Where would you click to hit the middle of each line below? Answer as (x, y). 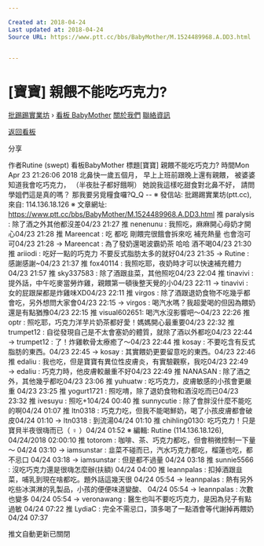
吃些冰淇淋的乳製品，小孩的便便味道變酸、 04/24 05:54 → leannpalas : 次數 (131, 489)
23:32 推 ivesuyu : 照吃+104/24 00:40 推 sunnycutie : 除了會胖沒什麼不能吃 (130, 401)
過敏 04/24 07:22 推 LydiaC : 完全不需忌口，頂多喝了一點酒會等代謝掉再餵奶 (131, 509)
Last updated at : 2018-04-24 (56, 29)
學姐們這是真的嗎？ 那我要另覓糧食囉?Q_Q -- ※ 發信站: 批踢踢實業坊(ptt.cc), (130, 195)
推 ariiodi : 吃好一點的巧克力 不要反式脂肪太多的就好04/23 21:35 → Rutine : (129, 254)
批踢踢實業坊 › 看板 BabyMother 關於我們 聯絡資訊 (89, 115)
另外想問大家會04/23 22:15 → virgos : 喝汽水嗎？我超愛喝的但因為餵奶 (142, 302)
